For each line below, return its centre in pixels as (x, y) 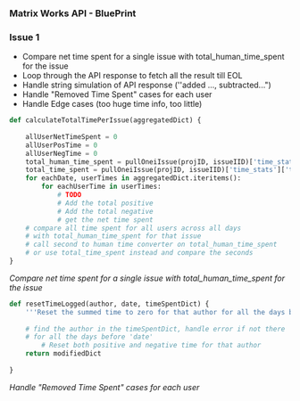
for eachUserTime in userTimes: (102, 187)
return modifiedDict (63, 354)
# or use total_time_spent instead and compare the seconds (139, 253)
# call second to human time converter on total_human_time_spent (151, 245)
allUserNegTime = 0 (62, 153)
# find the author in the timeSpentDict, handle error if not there (155, 329)
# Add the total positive (105, 203)
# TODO (69, 195)
